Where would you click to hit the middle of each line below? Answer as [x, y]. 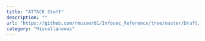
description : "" [27, 17]
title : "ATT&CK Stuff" [35, 12]
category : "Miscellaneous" [41, 29]
